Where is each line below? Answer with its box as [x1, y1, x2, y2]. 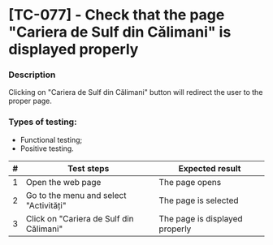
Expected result [178, 162, 241, 174]
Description [8, 69, 56, 80]
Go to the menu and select [25, 189, 127, 200]
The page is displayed [158, 213, 243, 224]
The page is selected [158, 195, 239, 206]
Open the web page [25, 176, 102, 187]
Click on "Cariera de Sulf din [25, 213, 134, 224]
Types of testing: [8, 116, 77, 127]
